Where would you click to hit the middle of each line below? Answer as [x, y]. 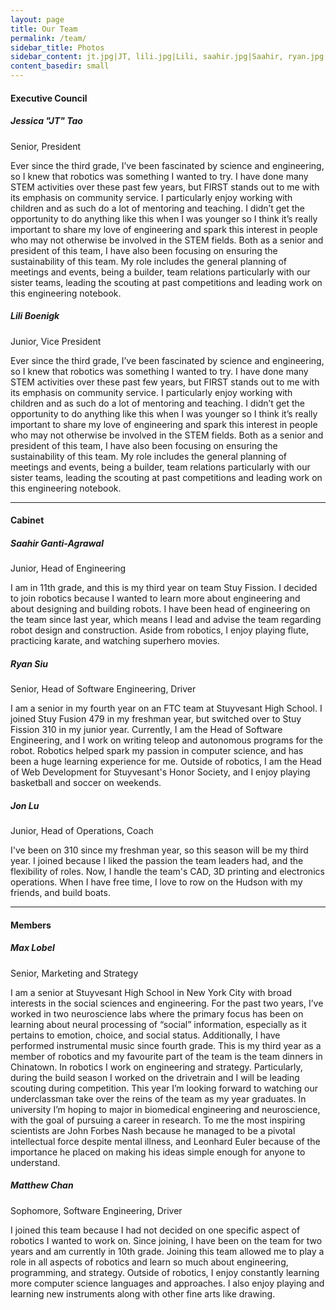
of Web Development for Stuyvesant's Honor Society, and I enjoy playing [160, 772]
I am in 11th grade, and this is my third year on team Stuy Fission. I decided [164, 588]
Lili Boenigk [35, 316]
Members [31, 925]
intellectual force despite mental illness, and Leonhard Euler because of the [165, 1141]
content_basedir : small [60, 66]
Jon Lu [25, 805]
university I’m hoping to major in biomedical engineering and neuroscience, [165, 1109]
